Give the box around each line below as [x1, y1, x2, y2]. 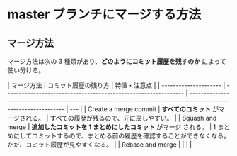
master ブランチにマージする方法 [7, 6, 202, 23]
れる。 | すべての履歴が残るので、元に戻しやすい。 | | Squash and [25, 114, 217, 122]
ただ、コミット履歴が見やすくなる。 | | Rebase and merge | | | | [7, 140, 192, 149]
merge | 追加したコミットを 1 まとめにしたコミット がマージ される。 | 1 [7, 123, 216, 131]
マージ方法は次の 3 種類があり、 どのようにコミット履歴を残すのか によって [7, 57, 226, 65]
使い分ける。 [7, 66, 45, 74]
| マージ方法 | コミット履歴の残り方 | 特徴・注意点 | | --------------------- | [7, 81, 226, 89]
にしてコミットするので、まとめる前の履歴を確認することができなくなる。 [13, 132, 231, 140]
